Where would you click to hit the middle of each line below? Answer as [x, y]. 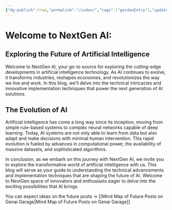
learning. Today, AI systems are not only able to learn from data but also [81, 133]
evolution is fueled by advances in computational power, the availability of [83, 144]
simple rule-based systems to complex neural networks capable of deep [82, 128]
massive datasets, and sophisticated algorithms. [56, 150]
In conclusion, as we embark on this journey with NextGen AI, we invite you [85, 159]
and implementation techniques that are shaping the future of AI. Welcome [84, 176]
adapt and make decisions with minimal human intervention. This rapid [80, 138]
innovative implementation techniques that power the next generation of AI [84, 88]
